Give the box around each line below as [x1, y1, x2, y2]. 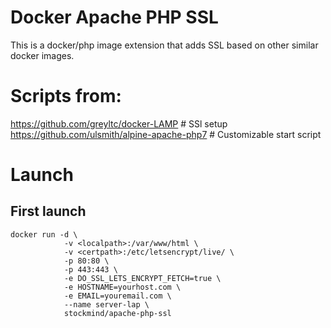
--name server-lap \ [63, 299, 150, 310]
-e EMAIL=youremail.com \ [63, 291, 172, 301]
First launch [10, 203, 87, 220]
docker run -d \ [10, 229, 78, 240]
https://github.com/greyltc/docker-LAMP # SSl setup [10, 117, 228, 130]
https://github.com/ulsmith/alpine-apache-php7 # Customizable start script [10, 128, 322, 140]
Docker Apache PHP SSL [10, 6, 219, 29]
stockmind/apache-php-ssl [63, 308, 172, 318]
